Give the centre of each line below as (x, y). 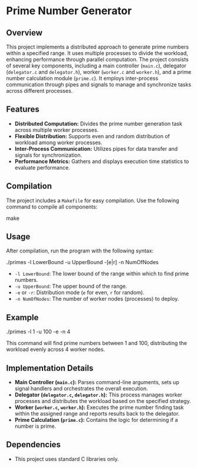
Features (23, 110)
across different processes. (40, 91)
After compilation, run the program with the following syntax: (80, 251)
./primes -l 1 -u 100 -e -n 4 (38, 331)
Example (22, 317)
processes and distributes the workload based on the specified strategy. (103, 401)
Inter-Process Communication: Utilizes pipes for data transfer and (96, 148)
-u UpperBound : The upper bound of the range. (71, 286)
